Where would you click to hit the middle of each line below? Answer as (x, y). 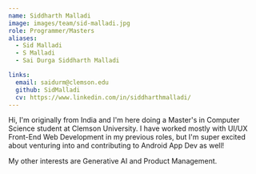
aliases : (23, 38)
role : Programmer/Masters (51, 30)
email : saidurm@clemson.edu (62, 82)
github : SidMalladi (48, 90)
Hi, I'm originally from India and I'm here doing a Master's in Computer (124, 120)
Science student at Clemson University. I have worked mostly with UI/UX (128, 128)
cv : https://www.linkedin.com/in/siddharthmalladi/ (104, 97)
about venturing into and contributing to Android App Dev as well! (116, 146)
